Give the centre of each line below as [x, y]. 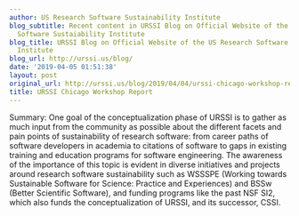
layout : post [33, 76]
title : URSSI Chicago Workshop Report [81, 92]
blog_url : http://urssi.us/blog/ [71, 59]
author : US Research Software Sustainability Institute [115, 17]
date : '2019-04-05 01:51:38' [63, 68]
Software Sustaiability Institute [81, 34]
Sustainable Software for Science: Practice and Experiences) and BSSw [141, 183]
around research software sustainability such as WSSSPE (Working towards [148, 173]
